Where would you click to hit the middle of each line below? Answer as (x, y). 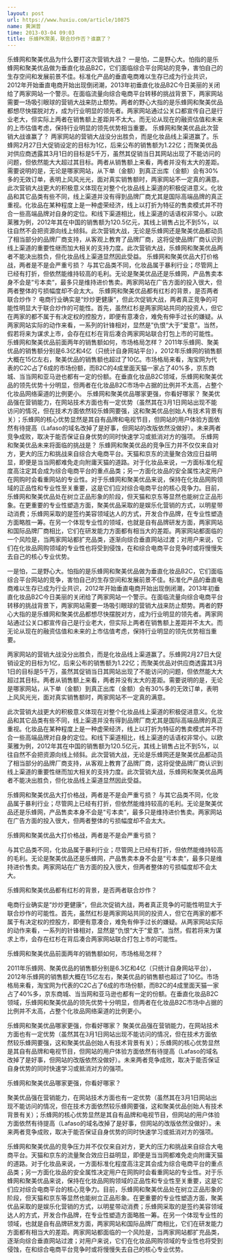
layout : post (26, 13)
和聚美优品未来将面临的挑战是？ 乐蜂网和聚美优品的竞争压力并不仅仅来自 (110, 445)
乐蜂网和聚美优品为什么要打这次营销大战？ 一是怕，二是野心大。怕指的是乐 (113, 60)
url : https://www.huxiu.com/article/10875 (68, 20)
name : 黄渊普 (24, 26)
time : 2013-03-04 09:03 (41, 33)
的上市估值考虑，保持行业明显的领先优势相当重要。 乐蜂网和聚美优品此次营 (113, 128)
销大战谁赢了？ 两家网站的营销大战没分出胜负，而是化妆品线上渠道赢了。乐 (113, 136)
